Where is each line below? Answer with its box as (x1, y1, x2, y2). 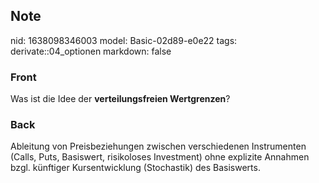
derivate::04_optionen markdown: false (10, 45, 172, 57)
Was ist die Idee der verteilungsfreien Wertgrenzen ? (10, 93, 231, 105)
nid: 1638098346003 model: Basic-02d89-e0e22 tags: (10, 34, 238, 46)
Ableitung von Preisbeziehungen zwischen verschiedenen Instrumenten (10, 140, 307, 153)
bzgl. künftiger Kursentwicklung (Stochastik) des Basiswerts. (10, 162, 261, 174)
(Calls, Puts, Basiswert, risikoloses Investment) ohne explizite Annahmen (10, 151, 310, 163)
